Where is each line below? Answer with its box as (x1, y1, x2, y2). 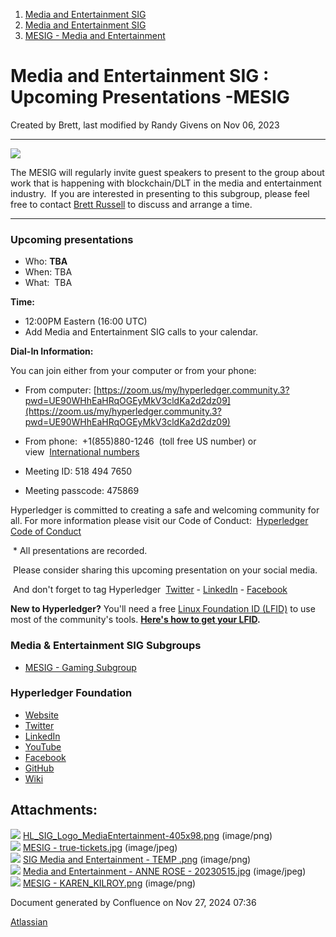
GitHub (24, 762, 55, 774)
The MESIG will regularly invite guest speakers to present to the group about (10, 166, 325, 178)
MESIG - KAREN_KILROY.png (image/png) (22, 877, 197, 889)
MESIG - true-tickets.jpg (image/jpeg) (22, 841, 178, 853)
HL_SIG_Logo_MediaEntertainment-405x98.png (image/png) (22, 829, 273, 841)
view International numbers (24, 446, 140, 458)
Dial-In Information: (10, 345, 94, 358)
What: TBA (24, 277, 73, 289)
